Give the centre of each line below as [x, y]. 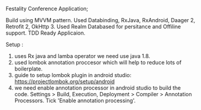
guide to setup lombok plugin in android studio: [73, 75]
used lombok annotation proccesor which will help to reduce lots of [98, 62]
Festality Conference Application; [47, 9]
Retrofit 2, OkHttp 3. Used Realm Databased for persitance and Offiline [93, 27]
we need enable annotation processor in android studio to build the [97, 88]
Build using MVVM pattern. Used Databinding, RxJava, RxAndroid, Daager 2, [100, 20]
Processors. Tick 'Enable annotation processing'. [75, 100]
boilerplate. [28, 69]
